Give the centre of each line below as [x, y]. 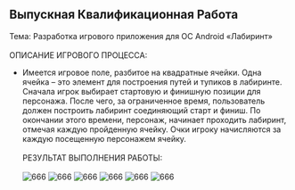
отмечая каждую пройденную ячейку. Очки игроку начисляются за [152, 129]
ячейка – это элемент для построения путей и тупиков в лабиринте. [152, 82]
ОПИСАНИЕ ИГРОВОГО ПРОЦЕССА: [78, 55]
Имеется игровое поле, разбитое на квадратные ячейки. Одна [142, 72]
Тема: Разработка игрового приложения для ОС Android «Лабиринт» [141, 36]
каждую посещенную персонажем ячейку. [104, 138]
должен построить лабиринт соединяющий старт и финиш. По [141, 110]
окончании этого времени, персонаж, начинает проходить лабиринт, [154, 120]
